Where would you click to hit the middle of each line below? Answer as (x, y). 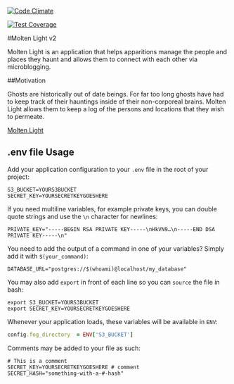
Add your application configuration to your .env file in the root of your (108, 169)
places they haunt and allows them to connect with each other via (103, 59)
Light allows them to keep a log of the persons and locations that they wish (116, 109)
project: (19, 177)
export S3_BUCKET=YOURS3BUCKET (53, 302)
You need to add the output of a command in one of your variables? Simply (116, 248)
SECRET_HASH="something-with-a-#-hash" (66, 373)
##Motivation (27, 80)
